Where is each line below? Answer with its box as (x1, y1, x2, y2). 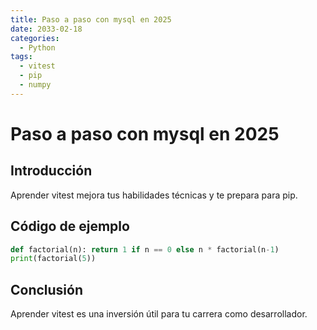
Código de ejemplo (10, 218, 130, 235)
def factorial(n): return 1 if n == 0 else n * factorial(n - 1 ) (10, 244, 280, 255)
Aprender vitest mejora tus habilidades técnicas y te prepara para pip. (10, 189, 298, 201)
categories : (10, 33, 60, 43)
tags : (10, 52, 33, 62)
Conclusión (10, 281, 84, 298)
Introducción (10, 162, 93, 180)
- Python (19, 42, 56, 53)
